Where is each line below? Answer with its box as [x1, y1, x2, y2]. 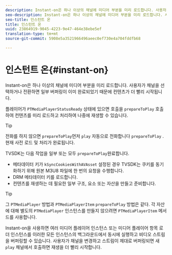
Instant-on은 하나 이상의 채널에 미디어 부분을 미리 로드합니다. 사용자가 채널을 [5, 82, 160, 88]
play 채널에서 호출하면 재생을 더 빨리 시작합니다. [5, 244, 102, 250]
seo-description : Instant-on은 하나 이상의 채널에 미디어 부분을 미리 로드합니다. [5, 12, 163, 17]
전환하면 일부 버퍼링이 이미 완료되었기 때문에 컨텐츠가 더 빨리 [23, 88, 145, 95]
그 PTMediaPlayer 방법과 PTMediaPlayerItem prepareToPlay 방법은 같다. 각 [5, 201, 156, 207]
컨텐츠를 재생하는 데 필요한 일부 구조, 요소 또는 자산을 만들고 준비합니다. [12, 180, 156, 186]
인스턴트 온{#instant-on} [5, 65, 109, 76]
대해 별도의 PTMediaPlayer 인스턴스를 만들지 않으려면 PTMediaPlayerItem [10, 207, 158, 214]
